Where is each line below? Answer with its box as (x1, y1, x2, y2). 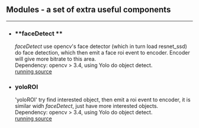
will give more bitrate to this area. (14, 56, 97, 63)
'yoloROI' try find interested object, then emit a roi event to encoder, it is (14, 96, 191, 103)
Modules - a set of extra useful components (6, 5, 171, 15)
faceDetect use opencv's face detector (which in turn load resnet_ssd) (14, 43, 188, 50)
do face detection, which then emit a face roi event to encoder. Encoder (14, 49, 191, 56)
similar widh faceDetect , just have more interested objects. (14, 103, 159, 110)
